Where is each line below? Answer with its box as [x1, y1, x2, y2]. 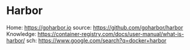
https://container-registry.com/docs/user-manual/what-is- [37, 30, 185, 37]
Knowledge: [6, 30, 37, 37]
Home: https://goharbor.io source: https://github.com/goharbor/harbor [6, 24, 183, 31]
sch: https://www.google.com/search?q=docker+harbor [26, 37, 167, 44]
